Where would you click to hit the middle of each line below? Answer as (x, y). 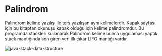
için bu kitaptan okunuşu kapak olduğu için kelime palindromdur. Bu (75, 28)
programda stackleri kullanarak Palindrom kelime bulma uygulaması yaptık (81, 33)
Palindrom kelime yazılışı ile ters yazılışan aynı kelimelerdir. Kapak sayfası (80, 23)
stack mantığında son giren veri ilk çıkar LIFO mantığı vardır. (67, 39)
